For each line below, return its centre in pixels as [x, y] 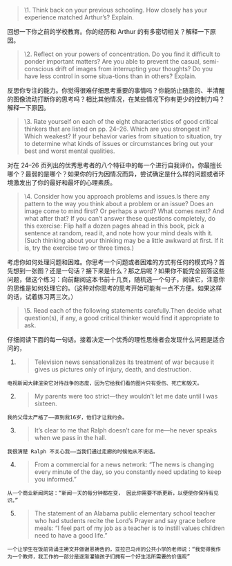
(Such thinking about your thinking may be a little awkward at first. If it [124, 240]
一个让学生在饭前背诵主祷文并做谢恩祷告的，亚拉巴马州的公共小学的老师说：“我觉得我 [112, 549]
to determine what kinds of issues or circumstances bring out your [119, 144]
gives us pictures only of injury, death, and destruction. [113, 369]
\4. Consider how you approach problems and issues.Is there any [117, 196]
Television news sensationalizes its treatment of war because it [124, 362]
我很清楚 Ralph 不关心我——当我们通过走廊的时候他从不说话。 [83, 452]
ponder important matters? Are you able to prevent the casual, [113, 61]
